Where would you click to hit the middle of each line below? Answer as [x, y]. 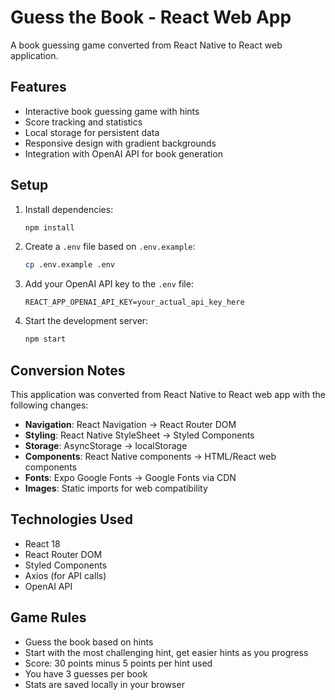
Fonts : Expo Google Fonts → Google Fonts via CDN [130, 477]
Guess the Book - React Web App [151, 17]
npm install [49, 227]
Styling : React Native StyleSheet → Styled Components [139, 435]
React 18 [42, 543]
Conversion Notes [68, 370]
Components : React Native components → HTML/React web [150, 456]
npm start [45, 339]
